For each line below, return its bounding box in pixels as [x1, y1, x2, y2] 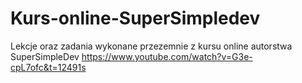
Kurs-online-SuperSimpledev [10, 7, 261, 30]
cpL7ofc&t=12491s [10, 61, 87, 73]
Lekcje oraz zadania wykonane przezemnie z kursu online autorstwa [10, 40, 293, 52]
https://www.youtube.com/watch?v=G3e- [81, 50, 253, 62]
